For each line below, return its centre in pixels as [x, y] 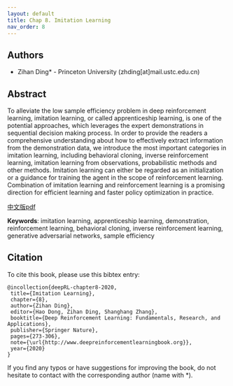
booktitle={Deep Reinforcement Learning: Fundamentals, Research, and [115, 318]
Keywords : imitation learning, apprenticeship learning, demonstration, [108, 221]
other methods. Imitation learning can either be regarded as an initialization [115, 170]
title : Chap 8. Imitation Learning [59, 20]
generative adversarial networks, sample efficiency [81, 236]
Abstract [27, 94]
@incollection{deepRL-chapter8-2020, [62, 287]
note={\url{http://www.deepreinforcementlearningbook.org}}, [101, 342]
